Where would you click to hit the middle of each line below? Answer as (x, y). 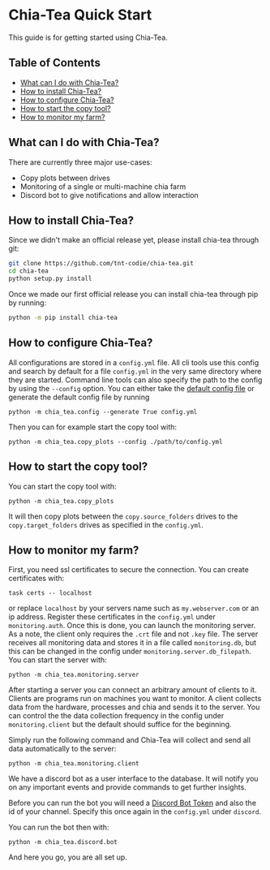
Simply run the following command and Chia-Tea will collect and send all (130, 740)
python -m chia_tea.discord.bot (63, 842)
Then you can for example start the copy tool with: (92, 427)
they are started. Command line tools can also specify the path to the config (135, 380)
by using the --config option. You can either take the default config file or (132, 388)
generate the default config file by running (79, 397)
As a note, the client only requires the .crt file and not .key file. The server (133, 634)
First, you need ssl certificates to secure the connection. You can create (129, 570)
